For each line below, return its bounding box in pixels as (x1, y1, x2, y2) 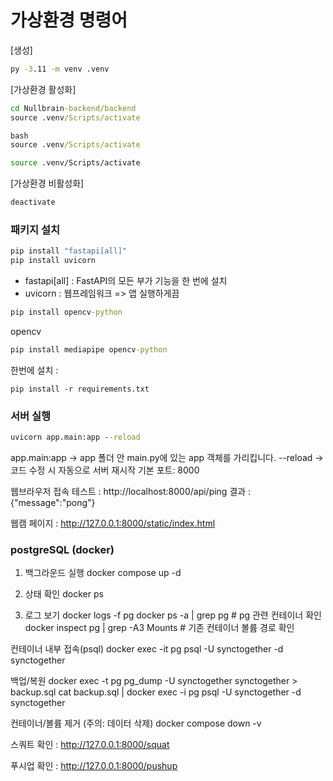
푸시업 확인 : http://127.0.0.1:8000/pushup (10, 760, 178, 772)
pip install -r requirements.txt (10, 384, 150, 394)
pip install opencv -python (10, 307, 123, 318)
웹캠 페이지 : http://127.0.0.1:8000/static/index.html (10, 517, 216, 530)
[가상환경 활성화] (10, 83, 77, 95)
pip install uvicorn (10, 256, 97, 266)
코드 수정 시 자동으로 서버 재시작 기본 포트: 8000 (10, 464, 200, 476)
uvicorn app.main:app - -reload (10, 432, 141, 443)
